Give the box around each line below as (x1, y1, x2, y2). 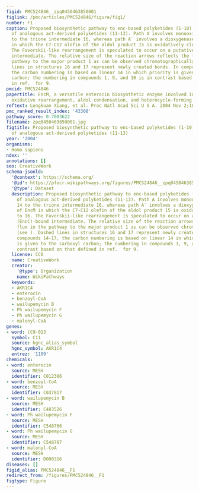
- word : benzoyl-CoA (6, 378, 57, 385)
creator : (11, 263, 33, 269)
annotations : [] (6, 158, 46, 164)
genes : (6, 323, 23, 330)
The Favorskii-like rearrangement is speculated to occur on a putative (11, 48, 195, 53)
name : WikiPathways (17, 274, 65, 280)
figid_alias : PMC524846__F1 (6, 467, 76, 473)
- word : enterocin (6, 362, 52, 368)
